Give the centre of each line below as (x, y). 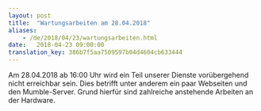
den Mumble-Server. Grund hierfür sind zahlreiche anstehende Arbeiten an (131, 92)
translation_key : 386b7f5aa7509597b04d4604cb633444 (95, 52)
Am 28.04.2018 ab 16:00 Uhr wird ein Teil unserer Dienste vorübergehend (129, 75)
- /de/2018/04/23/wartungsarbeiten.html (90, 38)
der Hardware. (32, 100)
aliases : (23, 30)
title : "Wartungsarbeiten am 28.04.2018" (79, 23)
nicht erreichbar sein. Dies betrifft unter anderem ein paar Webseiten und (128, 83)
